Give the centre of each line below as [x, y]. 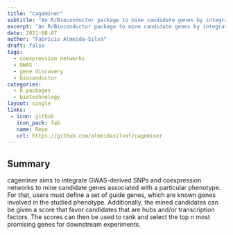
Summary [29, 163]
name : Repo [32, 129]
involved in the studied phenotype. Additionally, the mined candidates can [113, 203]
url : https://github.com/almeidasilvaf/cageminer [89, 135]
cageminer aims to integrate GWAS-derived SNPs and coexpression [104, 180]
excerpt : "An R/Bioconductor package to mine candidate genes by [103, 26]
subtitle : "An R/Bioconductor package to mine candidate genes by [105, 20]
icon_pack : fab [38, 123]
